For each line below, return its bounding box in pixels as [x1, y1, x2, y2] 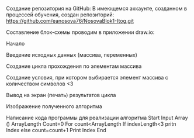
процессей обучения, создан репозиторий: [6, 11, 115, 18]
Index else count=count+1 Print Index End [6, 127, 106, 133]
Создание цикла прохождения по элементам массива [6, 63, 142, 70]
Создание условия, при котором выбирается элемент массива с [6, 74, 168, 81]
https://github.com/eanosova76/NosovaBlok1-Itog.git [6, 18, 134, 24]
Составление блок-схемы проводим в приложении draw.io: [6, 29, 155, 36]
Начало [6, 40, 25, 47]
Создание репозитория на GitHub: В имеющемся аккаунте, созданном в [6, 5, 187, 12]
